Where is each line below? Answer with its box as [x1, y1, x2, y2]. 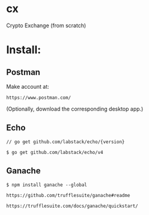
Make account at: [6, 83, 49, 90]
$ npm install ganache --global [6, 182, 87, 188]
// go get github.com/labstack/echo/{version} [6, 138, 125, 145]
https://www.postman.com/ [6, 94, 71, 101]
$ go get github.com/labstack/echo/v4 [6, 149, 103, 155]
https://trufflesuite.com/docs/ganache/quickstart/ [6, 203, 138, 209]
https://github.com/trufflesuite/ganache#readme [6, 192, 130, 198]
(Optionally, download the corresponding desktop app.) [6, 105, 144, 112]
